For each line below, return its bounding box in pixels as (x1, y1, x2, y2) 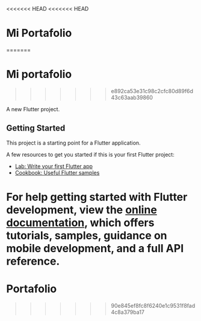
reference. (6, 254, 60, 268)
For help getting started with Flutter (6, 190, 188, 204)
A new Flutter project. (6, 105, 60, 112)
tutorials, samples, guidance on (6, 229, 167, 242)
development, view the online (6, 203, 158, 216)
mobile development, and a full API (6, 241, 184, 255)
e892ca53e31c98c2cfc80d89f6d (111, 87, 194, 94)
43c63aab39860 (111, 94, 153, 101)
